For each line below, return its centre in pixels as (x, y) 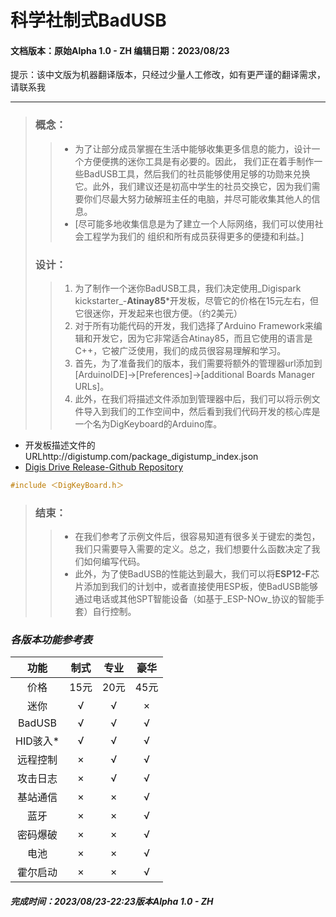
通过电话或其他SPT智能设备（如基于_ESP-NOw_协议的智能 (195, 599)
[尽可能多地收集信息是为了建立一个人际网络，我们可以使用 (194, 223)
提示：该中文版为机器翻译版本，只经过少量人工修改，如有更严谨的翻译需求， (168, 75)
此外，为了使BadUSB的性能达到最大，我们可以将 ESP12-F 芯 (197, 574)
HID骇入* (37, 741)
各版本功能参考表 (51, 640)
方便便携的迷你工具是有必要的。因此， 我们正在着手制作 (199, 161)
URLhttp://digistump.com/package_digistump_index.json (141, 456)
